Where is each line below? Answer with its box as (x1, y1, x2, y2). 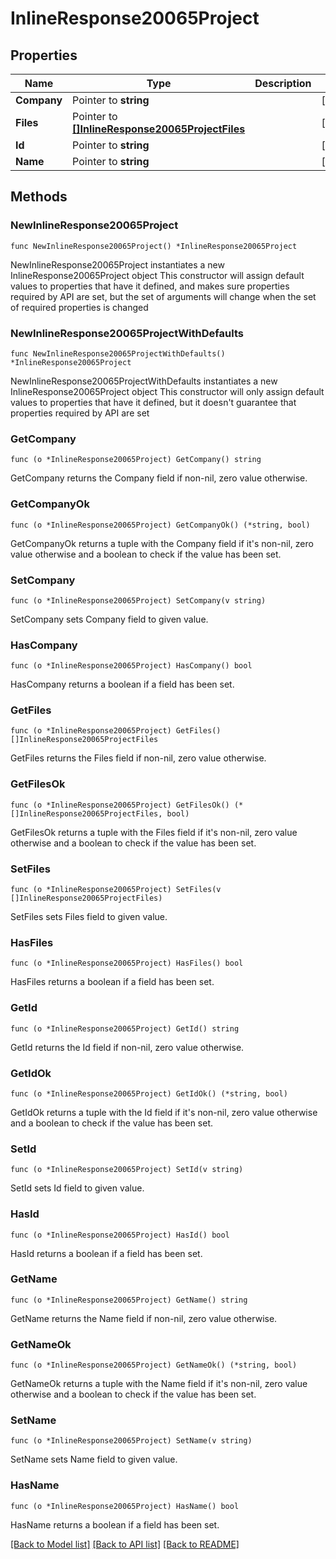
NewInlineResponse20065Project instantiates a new (10, 258, 225, 271)
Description (254, 77, 312, 90)
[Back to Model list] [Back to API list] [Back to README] (10, 1538, 240, 1550)
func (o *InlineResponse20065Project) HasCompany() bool (10, 661, 253, 671)
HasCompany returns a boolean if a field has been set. (10, 678, 235, 691)
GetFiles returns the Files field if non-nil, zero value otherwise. (10, 752, 267, 764)
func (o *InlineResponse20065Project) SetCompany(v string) (10, 595, 267, 606)
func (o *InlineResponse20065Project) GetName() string (10, 1295, 248, 1305)
